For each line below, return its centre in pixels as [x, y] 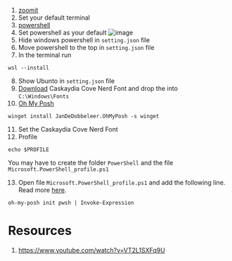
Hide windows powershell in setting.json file [84, 40]
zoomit [28, 10]
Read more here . [42, 190]
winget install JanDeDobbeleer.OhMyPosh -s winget [84, 116]
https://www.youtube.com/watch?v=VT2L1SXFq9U [92, 250]
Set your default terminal [54, 18]
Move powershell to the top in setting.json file [86, 47]
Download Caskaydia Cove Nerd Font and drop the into [98, 88]
